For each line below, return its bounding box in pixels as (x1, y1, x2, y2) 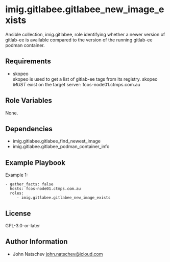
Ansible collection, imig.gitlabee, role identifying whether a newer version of (5, 31, 165, 37)
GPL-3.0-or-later (5, 223, 40, 228)
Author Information (5, 237, 68, 246)
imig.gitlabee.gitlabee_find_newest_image (12, 138, 101, 144)
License (5, 209, 31, 218)
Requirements (5, 57, 51, 66)
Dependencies (5, 124, 53, 133)
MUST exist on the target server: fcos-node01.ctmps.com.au (12, 81, 140, 87)
